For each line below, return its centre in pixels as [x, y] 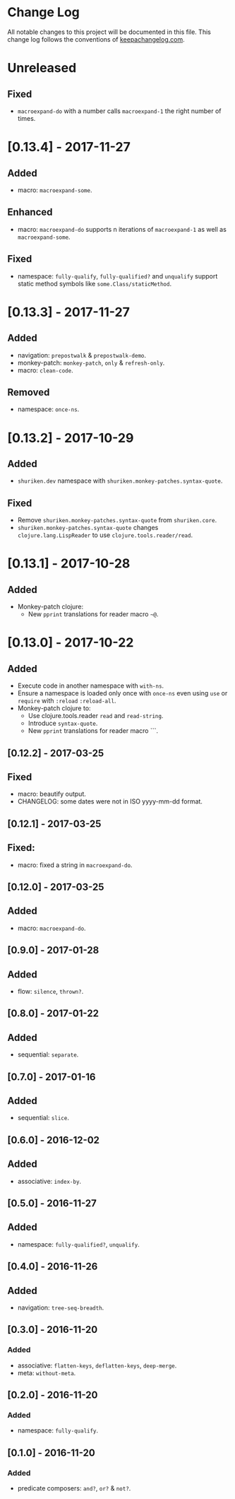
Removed [29, 392]
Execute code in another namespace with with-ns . [91, 686]
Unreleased [42, 68]
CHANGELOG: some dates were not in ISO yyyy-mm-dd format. [110, 801]
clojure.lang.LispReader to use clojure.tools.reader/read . [105, 535]
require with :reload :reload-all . [67, 701]
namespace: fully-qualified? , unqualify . [78, 1244]
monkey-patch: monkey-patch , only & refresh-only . [91, 363]
